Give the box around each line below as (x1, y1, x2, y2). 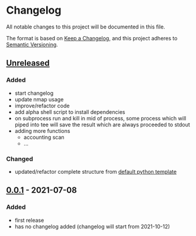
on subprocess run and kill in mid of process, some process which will (14, 114, 187, 122)
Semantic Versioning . (6, 41, 58, 48)
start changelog (14, 90, 54, 97)
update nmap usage (14, 95, 64, 103)
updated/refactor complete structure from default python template (14, 168, 177, 175)
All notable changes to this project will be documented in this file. (6, 23, 166, 30)
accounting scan (23, 133, 65, 141)
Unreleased (6, 58, 50, 68)
